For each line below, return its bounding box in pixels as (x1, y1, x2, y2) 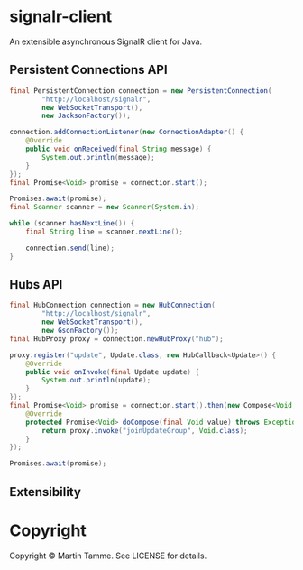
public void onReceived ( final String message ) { (25, 144, 212, 153)
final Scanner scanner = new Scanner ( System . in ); (9, 203, 200, 212)
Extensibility (9, 484, 81, 500)
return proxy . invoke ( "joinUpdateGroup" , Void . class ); (41, 426, 248, 435)
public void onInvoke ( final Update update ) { (25, 367, 200, 376)
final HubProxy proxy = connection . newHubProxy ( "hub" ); (9, 334, 224, 344)
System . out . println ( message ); (41, 152, 155, 161)
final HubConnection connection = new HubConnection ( (9, 300, 216, 310)
